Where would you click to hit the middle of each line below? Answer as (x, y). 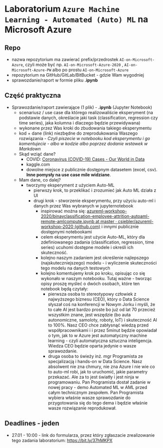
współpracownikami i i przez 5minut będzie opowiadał (102, 330)
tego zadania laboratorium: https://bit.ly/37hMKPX (62, 440)
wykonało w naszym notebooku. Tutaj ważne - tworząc (96, 278)
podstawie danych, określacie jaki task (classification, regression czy (88, 118)
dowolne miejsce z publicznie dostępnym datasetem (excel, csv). (92, 169)
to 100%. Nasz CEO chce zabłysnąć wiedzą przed (98, 325)
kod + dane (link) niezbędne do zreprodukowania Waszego (78, 133)
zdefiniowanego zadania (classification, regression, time (97, 242)
